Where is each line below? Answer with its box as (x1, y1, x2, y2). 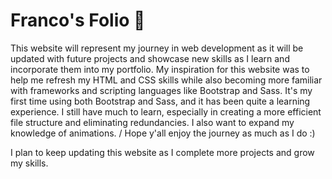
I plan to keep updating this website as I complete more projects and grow (10, 146, 315, 158)
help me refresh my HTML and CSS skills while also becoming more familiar (10, 74, 323, 86)
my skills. (10, 157, 49, 169)
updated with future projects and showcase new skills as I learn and (10, 52, 290, 64)
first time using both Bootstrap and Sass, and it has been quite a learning (10, 95, 311, 107)
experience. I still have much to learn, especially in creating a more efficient (10, 105, 322, 118)
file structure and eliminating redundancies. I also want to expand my (10, 116, 295, 128)
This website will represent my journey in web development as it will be (10, 42, 304, 54)
